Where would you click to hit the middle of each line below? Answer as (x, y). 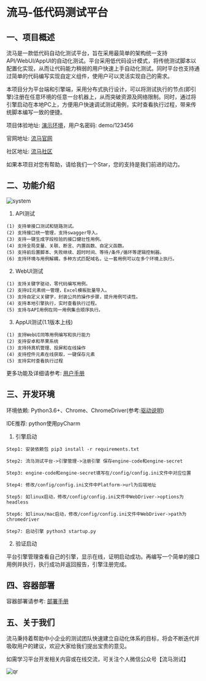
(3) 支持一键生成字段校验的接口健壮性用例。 (55, 239)
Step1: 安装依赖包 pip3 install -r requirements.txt (73, 449)
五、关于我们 (31, 622)
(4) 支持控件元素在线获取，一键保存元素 (51, 354)
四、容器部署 (31, 586)
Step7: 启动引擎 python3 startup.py (51, 531)
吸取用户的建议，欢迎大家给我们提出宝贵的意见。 (68, 646)
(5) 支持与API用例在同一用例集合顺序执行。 (55, 310)
